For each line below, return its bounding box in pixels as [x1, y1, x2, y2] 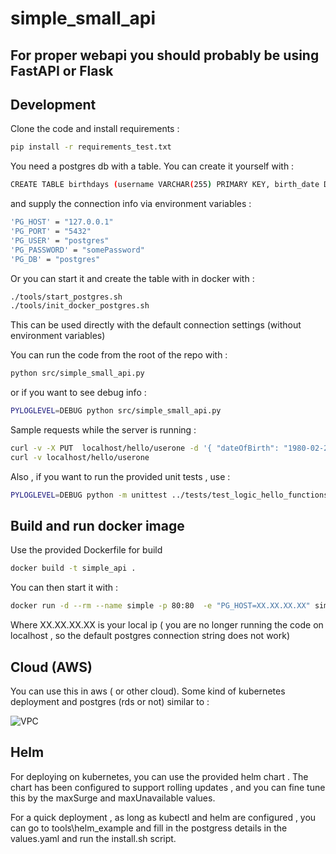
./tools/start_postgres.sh [10, 292, 123, 302]
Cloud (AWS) [10, 658, 93, 676]
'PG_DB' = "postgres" [10, 254, 101, 264]
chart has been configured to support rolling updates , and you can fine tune [10, 781, 326, 793]
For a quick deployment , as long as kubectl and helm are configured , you [10, 811, 317, 823]
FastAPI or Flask [10, 62, 114, 79]
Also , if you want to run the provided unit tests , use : [10, 470, 231, 482]
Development [10, 96, 97, 113]
